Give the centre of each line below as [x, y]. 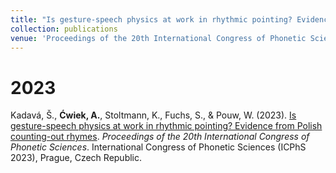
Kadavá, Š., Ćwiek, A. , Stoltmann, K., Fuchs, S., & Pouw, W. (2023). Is [153, 115]
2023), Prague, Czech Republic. [76, 158]
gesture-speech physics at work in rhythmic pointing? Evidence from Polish [166, 126]
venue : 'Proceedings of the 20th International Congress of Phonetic [158, 38]
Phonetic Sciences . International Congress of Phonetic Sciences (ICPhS [158, 147]
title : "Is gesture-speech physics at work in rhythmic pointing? [151, 19]
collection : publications [64, 29]
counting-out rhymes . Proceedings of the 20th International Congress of [160, 137]
